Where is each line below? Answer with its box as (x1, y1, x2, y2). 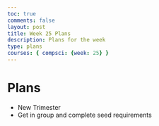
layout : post (7, 23, 46, 30)
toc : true (7, 10, 37, 18)
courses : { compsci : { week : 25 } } (7, 50, 110, 57)
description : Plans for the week (7, 37, 106, 44)
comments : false (7, 17, 55, 24)
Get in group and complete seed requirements (17, 111, 152, 119)
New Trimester (17, 103, 61, 111)
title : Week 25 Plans (7, 30, 71, 37)
